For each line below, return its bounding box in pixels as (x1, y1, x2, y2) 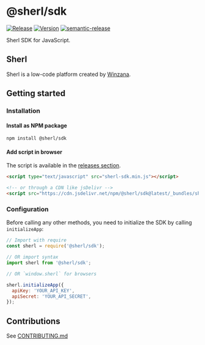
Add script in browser (6, 148, 63, 156)
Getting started (6, 88, 66, 99)
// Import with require (6, 237, 67, 243)
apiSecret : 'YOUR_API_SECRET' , (12, 293, 92, 300)
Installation (6, 107, 41, 115)
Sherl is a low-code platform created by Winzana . (6, 70, 131, 78)
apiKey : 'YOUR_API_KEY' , (12, 287, 75, 294)
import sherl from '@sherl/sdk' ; (6, 260, 92, 266)
